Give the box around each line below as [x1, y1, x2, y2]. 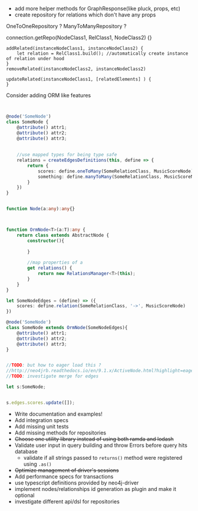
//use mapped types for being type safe [16, 152, 117, 158]
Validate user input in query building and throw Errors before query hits [14, 442, 187, 449]
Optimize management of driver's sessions [14, 466, 119, 473]
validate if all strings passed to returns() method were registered [23, 454, 183, 461]
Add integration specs [14, 416, 69, 423]
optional [14, 492, 35, 499]
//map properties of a [27, 260, 83, 266]
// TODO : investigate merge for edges [6, 373, 99, 379]
